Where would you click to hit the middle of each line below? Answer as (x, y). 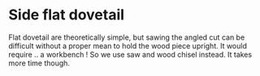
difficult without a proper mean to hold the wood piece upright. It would (128, 45)
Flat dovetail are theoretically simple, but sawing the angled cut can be (127, 37)
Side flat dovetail (66, 15)
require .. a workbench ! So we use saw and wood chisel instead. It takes (130, 54)
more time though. (39, 63)
